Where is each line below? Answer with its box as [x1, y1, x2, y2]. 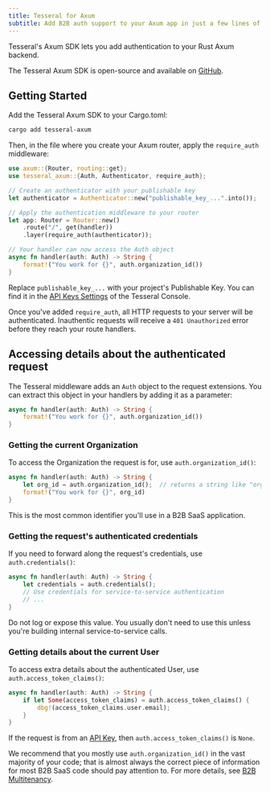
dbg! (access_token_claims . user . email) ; [37, 703, 171, 711]
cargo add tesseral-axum [8, 126, 92, 134]
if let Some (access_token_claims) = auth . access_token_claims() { [22, 696, 250, 704]
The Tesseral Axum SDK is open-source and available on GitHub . [8, 65, 223, 75]
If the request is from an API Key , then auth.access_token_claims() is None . [8, 733, 256, 743]
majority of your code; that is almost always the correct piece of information [8, 757, 260, 767]
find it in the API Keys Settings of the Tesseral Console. [8, 291, 191, 301]
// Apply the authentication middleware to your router [8, 209, 199, 217]
